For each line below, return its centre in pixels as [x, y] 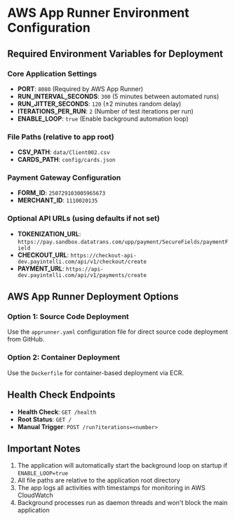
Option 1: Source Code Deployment [68, 317]
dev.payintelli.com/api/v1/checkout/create [82, 262]
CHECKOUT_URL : [43, 255]
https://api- [85, 269]
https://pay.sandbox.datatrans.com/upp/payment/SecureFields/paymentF [123, 242]
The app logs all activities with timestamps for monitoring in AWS [111, 488]
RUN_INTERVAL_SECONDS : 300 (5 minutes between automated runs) [118, 96]
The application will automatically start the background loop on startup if [122, 466]
